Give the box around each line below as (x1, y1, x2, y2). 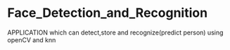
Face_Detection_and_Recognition (7, 5, 208, 21)
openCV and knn (7, 35, 56, 44)
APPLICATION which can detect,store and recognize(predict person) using (7, 28, 224, 37)
